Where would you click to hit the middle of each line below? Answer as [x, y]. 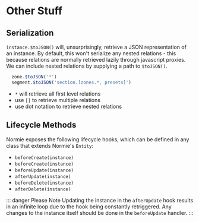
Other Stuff [34, 11]
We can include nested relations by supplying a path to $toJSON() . [87, 66]
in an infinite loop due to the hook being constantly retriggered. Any [89, 207]
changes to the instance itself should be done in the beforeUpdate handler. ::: [100, 213]
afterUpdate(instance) [43, 176]
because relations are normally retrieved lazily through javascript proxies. [96, 60]
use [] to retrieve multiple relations [58, 100]
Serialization [30, 33]
